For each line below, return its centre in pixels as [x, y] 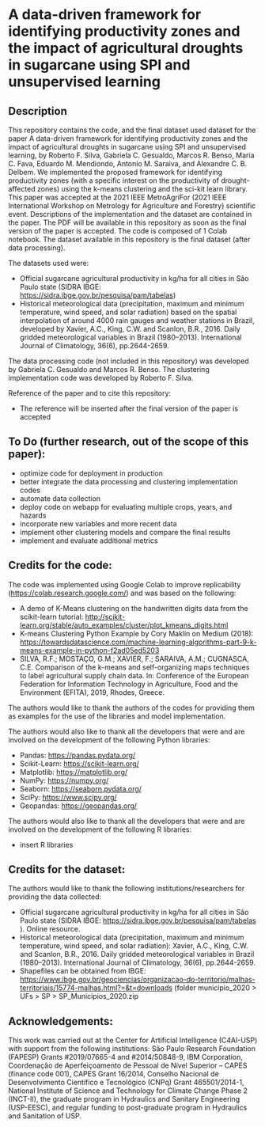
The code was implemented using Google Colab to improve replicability [125, 584]
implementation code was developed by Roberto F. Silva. [101, 378]
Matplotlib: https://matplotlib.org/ [74, 772]
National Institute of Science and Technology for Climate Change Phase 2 [128, 1091]
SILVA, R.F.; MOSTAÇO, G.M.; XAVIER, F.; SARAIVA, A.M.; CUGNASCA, [134, 658]
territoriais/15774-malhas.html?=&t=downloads [96, 988]
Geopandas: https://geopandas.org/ [78, 806]
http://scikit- [105, 617]
